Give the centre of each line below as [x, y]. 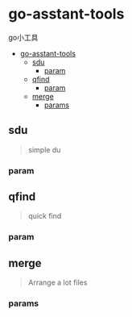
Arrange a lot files [58, 282]
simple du [44, 149]
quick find [45, 216]
